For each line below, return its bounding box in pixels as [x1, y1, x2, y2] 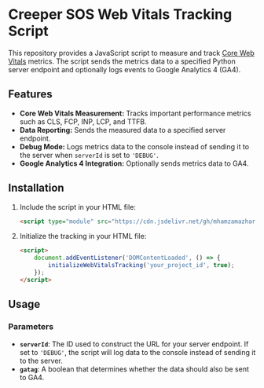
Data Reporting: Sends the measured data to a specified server [19, 125, 226, 134]
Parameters [8, 321, 53, 332]
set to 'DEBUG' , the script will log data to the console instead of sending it [19, 347, 256, 357]
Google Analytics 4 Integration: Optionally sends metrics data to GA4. [19, 159, 249, 168]
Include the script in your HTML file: [19, 202, 136, 211]
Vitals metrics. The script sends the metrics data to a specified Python [8, 57, 236, 66]
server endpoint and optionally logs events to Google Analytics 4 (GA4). [8, 64, 241, 74]
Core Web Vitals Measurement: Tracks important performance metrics [19, 108, 251, 118]
